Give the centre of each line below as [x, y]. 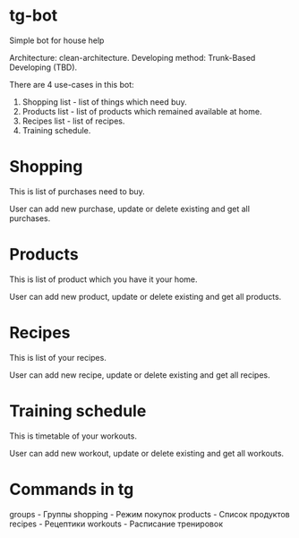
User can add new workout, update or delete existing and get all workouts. [147, 453]
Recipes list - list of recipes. [73, 121]
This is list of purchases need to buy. [77, 191]
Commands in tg [72, 489]
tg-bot [34, 16]
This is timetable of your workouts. [73, 436]
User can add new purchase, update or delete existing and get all [130, 209]
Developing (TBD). [43, 67]
